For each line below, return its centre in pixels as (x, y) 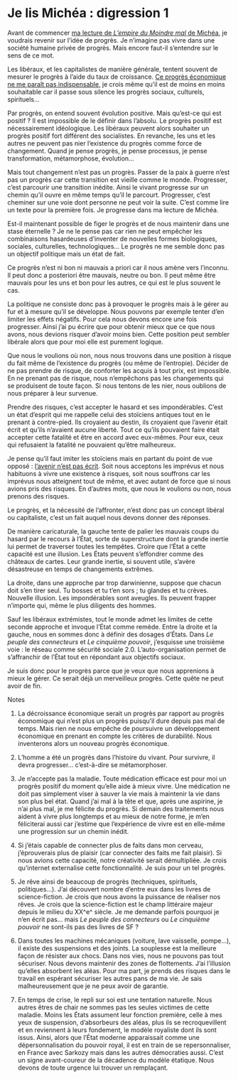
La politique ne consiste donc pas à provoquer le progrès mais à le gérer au (118, 304)
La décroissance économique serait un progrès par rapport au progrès (121, 713)
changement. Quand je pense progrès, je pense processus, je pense (107, 151)
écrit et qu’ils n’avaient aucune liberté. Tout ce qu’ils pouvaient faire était (114, 429)
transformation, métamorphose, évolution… (71, 158)
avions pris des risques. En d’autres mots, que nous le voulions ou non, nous (119, 489)
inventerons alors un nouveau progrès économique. (93, 743)
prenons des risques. (38, 496)
